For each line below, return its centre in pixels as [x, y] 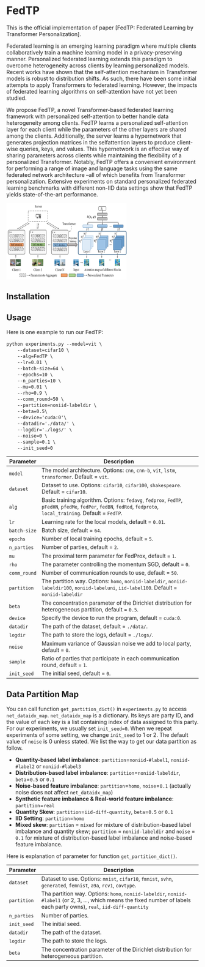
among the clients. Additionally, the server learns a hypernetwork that [94, 136]
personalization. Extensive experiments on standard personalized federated [101, 181]
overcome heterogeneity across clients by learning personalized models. [98, 65]
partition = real [35, 805]
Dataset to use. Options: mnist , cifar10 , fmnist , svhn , [107, 879]
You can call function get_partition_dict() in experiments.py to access [97, 709]
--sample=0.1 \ [37, 442]
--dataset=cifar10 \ [43, 350]
